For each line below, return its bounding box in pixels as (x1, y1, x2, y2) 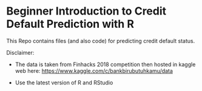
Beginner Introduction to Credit (6, 4, 167, 18)
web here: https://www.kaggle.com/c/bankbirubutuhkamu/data (15, 67, 173, 74)
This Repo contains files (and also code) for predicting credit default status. (6, 37, 195, 44)
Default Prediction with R (6, 17, 135, 31)
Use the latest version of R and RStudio (15, 79, 113, 86)
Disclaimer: (6, 49, 35, 56)
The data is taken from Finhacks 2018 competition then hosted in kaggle (15, 61, 196, 68)
